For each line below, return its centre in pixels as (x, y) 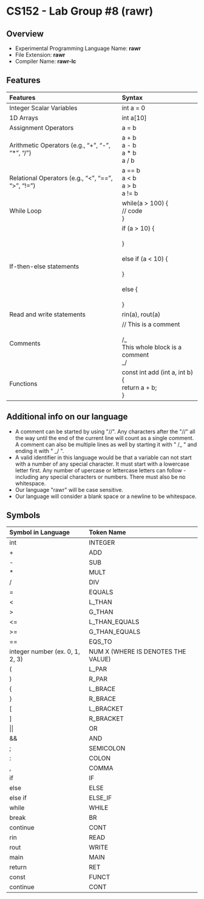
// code (132, 210)
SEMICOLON (107, 748)
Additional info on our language (67, 417)
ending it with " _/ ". (39, 451)
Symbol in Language (40, 533)
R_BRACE (103, 699)
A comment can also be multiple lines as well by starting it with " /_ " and (106, 444)
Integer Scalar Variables (43, 108)
